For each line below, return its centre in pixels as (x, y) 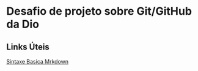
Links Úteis (28, 47)
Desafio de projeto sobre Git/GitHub (99, 11)
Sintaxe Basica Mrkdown (38, 62)
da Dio (23, 24)
